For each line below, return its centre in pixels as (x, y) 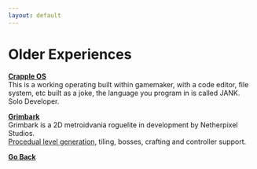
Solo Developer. (34, 101)
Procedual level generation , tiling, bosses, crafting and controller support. (127, 141)
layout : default (35, 15)
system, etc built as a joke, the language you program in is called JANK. (124, 93)
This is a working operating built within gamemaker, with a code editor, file (128, 84)
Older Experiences (70, 54)
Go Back (22, 156)
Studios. (22, 133)
